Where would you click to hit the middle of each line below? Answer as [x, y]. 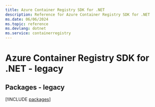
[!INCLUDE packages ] [28, 99]
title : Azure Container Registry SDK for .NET [55, 10]
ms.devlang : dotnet [26, 29]
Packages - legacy [35, 87]
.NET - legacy [34, 69]
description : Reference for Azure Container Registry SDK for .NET [78, 15]
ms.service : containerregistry [38, 33]
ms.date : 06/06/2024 [27, 19]
